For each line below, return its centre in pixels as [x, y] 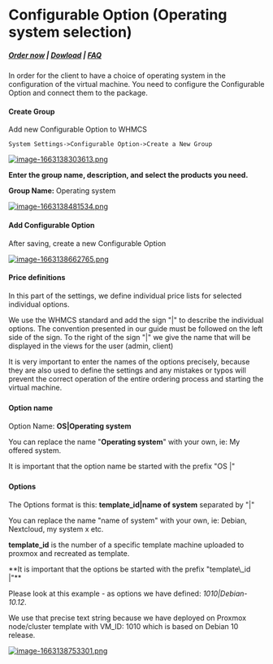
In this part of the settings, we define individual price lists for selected [125, 295]
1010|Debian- [225, 593]
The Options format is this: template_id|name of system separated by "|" [132, 504]
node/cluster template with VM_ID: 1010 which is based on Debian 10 [123, 626]
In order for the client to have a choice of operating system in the [117, 75]
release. [22, 635]
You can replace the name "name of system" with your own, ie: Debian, [128, 520]
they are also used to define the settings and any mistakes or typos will [127, 370]
